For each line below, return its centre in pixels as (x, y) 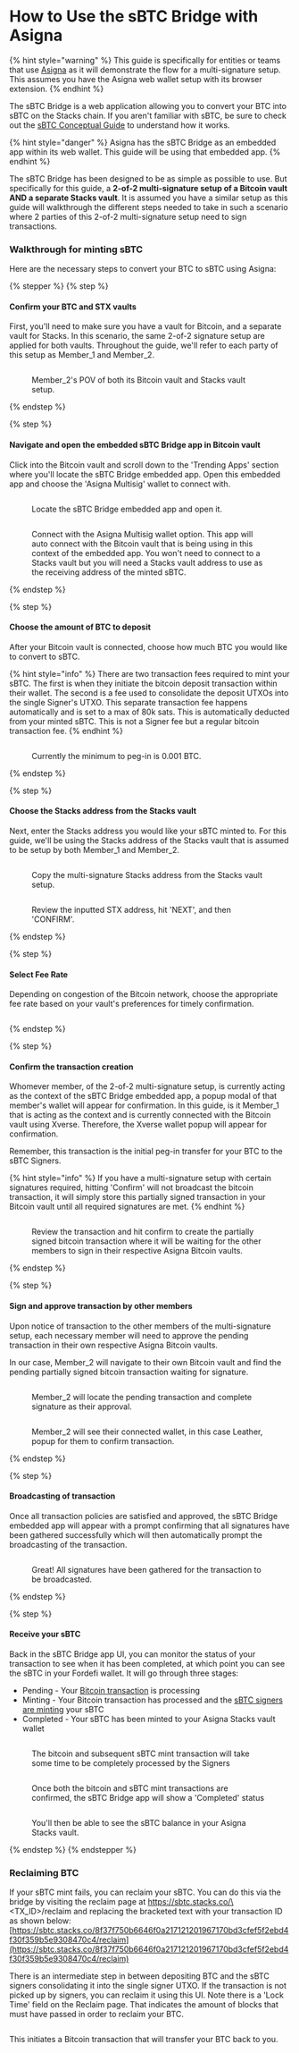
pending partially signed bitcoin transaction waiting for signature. (129, 1372)
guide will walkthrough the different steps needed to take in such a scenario (149, 207)
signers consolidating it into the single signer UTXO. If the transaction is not (148, 1986)
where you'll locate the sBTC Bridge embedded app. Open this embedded (145, 474)
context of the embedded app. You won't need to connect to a (146, 553)
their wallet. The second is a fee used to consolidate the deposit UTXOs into (149, 693)
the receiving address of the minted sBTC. (109, 572)
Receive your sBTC (45, 1635)
